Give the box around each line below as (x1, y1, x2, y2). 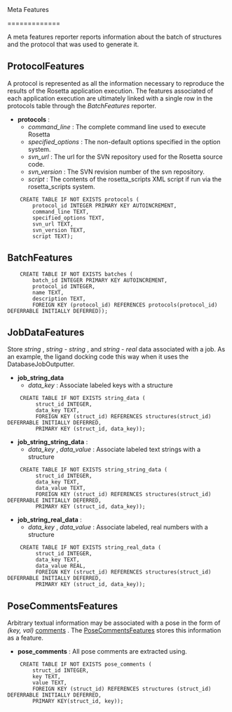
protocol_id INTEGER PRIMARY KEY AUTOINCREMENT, (32, 202, 177, 209)
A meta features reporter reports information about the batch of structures (7, 33, 222, 41)
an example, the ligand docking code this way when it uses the (7, 353, 189, 361)
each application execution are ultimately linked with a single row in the (7, 93, 213, 103)
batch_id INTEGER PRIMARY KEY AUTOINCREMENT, (32, 276, 168, 284)
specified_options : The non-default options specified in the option (27, 137, 221, 145)
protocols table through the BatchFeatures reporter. (7, 101, 156, 110)
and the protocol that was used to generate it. (7, 40, 139, 48)
